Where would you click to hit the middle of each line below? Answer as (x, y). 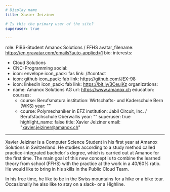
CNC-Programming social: (40, 68)
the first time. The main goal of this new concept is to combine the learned (83, 158)
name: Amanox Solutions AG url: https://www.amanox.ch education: (83, 90)
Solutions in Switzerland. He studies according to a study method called (80, 147)
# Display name (21, 10)
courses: (22, 95)
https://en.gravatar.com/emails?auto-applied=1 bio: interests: (69, 53)
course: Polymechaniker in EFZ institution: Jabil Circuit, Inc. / (83, 111)
